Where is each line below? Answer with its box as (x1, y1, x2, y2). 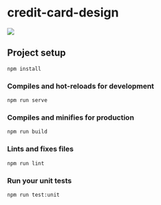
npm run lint (7, 160, 45, 166)
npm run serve (7, 97, 48, 104)
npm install (7, 65, 41, 72)
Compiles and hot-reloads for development (7, 81, 155, 91)
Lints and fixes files (7, 144, 74, 154)
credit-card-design (7, 5, 119, 21)
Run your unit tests (7, 175, 72, 185)
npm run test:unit (7, 191, 60, 198)
